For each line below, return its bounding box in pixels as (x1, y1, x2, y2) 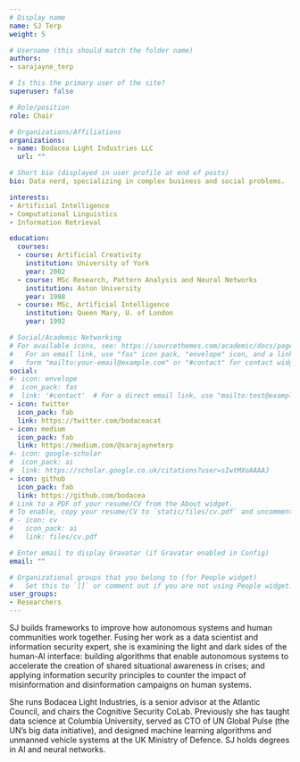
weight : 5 (9, 29, 46, 38)
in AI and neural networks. (9, 744, 106, 755)
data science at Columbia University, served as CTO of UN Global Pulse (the (9, 716, 290, 726)
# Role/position (9, 103, 70, 112)
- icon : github (9, 474, 66, 483)
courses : (17, 242, 50, 251)
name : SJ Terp (9, 21, 62, 30)
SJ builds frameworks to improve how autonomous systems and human (9, 623, 273, 632)
